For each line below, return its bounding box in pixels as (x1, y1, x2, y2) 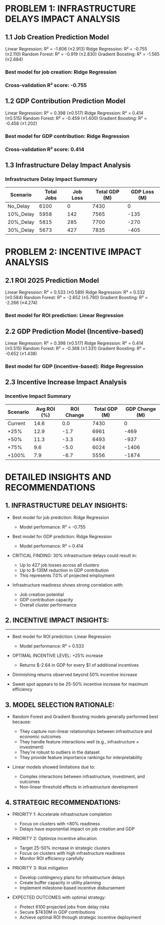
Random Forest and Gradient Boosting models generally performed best (12, 714, 159, 720)
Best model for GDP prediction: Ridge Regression (12, 533, 112, 539)
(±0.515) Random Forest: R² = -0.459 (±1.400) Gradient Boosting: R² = (5, 115, 147, 121)
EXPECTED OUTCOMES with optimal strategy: (12, 894, 106, 900)
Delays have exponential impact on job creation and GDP (19, 826, 135, 832)
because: (12, 719, 31, 725)
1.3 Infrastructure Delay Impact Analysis (5, 161, 131, 169)
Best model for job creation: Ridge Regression (5, 68, 117, 75)
